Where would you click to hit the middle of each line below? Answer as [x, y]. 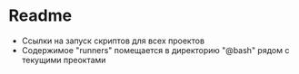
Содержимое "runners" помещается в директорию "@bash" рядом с [155, 50]
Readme [40, 16]
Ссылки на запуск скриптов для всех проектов [113, 41]
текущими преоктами [64, 60]
